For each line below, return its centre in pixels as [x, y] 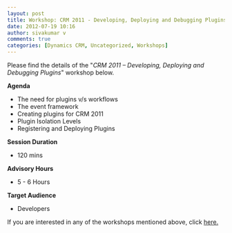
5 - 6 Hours [33, 182]
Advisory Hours [30, 169]
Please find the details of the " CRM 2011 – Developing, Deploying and [106, 65]
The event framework [48, 107]
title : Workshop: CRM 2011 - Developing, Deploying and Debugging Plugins [117, 20]
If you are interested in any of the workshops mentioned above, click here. [113, 222]
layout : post [26, 13]
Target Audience [32, 195]
